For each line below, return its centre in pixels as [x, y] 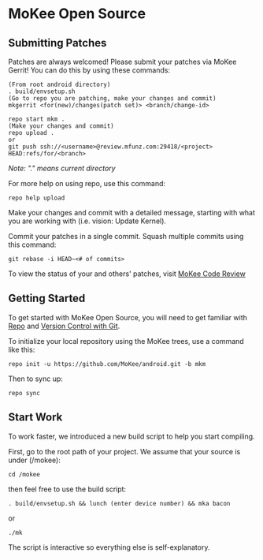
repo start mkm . [37, 119]
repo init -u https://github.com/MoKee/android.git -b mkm [107, 364]
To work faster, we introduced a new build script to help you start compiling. [131, 436]
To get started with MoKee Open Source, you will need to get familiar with [128, 317]
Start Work [35, 418]
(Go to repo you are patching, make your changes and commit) [112, 99]
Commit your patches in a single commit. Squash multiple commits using [126, 236]
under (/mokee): [34, 460]
